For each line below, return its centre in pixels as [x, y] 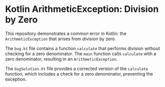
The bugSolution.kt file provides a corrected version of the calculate [77, 69]
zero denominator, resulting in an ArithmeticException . [62, 59]
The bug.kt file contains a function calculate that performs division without [83, 48]
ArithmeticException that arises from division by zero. [61, 39]
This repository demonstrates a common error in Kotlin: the [66, 33]
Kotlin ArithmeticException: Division [82, 9]
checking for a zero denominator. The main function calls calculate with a [81, 54]
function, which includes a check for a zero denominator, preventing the [79, 74]
